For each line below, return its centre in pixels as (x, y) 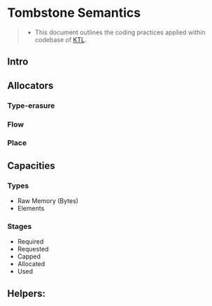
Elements (31, 209)
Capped (29, 256)
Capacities (31, 166)
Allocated (31, 264)
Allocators (30, 85)
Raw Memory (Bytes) (48, 201)
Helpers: (26, 293)
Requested (33, 249)
